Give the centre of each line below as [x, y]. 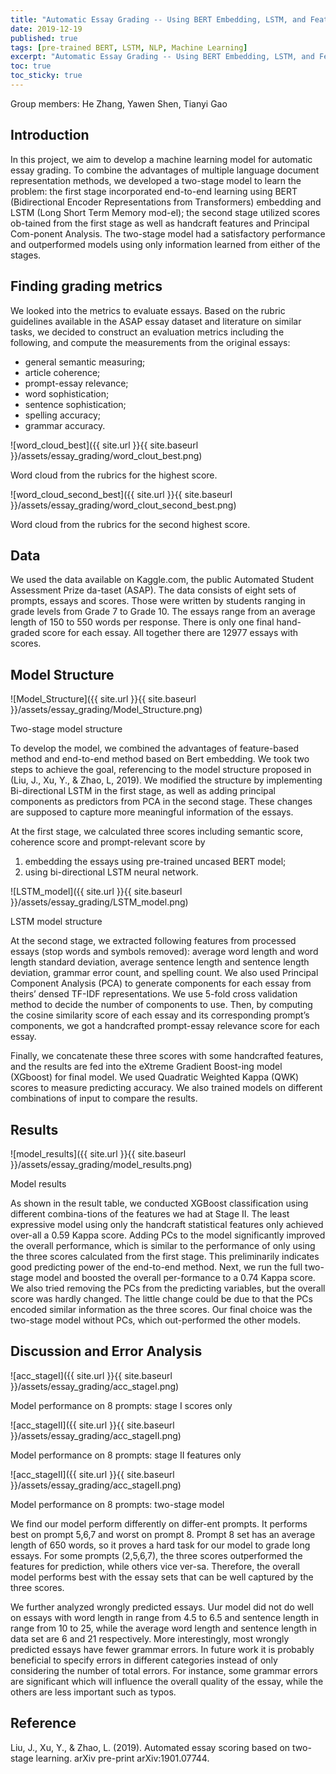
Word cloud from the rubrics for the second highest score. [130, 524]
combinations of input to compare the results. [104, 1098]
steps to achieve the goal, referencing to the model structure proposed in [161, 770]
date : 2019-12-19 [46, 29]
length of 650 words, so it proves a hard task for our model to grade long [160, 1545]
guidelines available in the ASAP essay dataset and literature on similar [156, 321]
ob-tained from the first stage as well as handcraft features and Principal [160, 223]
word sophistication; [67, 393]
